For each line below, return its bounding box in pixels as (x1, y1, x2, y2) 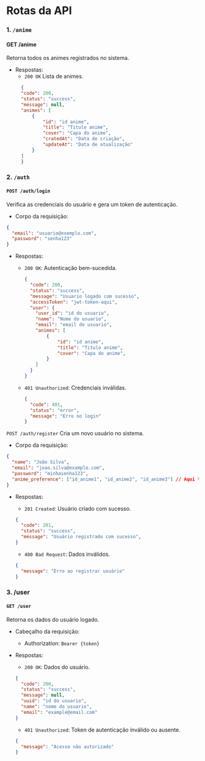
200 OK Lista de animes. (24, 73, 84, 80)
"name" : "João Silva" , (12, 459, 70, 465)
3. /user (6, 588, 31, 597)
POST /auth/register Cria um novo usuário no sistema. (6, 430, 145, 437)
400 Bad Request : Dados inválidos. (24, 550, 110, 558)
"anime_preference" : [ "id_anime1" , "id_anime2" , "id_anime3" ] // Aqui (12, 476, 195, 482)
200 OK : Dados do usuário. (24, 663, 90, 670)
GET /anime (6, 40, 37, 48)
